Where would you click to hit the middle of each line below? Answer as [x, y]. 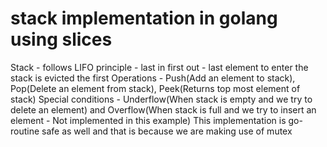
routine [25, 131]
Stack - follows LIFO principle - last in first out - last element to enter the [159, 67]
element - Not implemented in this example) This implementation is [148, 120]
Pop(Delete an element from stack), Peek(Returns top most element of [155, 88]
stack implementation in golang [144, 18]
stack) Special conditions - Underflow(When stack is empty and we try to [161, 99]
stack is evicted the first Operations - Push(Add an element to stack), [153, 78]
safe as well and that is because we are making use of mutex [167, 131]
